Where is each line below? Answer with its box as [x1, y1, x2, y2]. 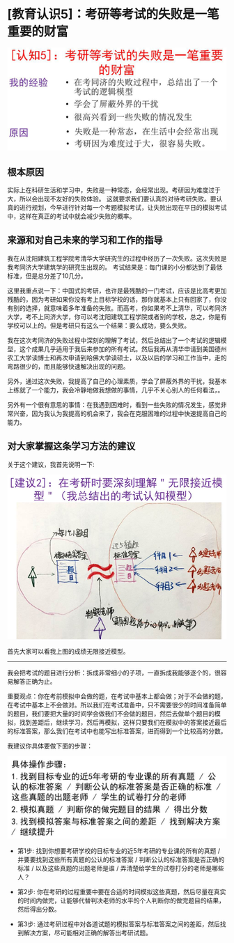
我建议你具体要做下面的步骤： [7, 742, 93, 750]
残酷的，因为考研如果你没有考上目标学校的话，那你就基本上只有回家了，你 [7, 295, 221, 303]
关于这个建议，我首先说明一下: [7, 460, 95, 468]
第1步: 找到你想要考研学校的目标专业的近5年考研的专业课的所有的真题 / [17, 846, 221, 854]
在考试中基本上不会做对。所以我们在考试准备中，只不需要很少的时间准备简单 [7, 700, 227, 709]
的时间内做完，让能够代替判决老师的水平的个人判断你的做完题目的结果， [17, 896, 225, 905]
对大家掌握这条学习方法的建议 [7, 440, 136, 452]
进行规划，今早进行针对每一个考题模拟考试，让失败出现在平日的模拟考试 [19, 204, 227, 211]
